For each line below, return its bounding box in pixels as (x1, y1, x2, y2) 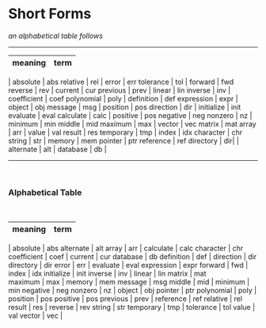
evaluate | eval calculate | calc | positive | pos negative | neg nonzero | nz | (8, 110, 253, 120)
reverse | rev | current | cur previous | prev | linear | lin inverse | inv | (8, 85, 231, 95)
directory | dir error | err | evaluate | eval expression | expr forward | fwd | (8, 261, 249, 270)
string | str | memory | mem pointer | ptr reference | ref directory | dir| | (8, 135, 240, 145)
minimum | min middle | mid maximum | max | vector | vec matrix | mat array (8, 119, 256, 128)
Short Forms (8, 5, 92, 23)
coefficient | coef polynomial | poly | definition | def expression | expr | (8, 93, 239, 103)
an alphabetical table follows (8, 31, 103, 40)
